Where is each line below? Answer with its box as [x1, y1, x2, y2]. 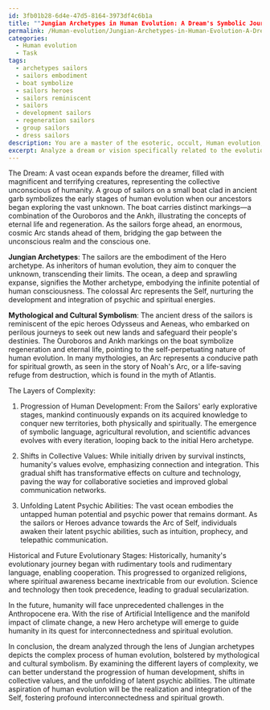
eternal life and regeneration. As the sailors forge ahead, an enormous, [8, 220, 243, 229]
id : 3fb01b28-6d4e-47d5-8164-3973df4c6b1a [8, 11, 153, 20]
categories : [8, 34, 48, 43]
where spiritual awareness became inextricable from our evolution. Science [8, 577, 259, 586]
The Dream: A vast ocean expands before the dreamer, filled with [8, 168, 225, 178]
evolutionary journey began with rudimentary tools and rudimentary [8, 560, 232, 569]
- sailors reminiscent [15, 94, 92, 102]
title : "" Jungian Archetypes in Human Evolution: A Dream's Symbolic [8, 19, 247, 27]
